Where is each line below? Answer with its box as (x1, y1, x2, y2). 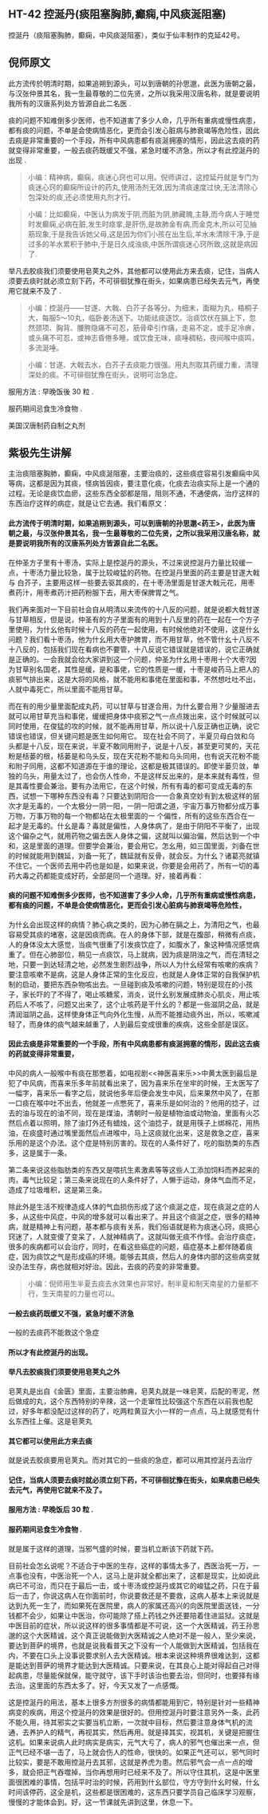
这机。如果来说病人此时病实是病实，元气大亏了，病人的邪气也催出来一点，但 (8, 1737, 260, 1747)
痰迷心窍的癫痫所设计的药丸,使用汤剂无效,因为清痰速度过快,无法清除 (27, 182, 251, 191)
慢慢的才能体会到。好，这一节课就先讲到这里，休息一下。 (8, 1797, 197, 1807)
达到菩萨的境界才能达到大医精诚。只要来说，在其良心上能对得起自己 (22, 1660, 246, 1670)
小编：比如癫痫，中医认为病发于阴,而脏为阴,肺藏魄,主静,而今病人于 (27, 209, 246, 219)
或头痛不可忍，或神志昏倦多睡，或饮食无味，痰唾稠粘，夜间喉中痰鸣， (27, 333, 259, 342)
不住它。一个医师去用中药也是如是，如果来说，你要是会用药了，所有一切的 (8, 861, 253, 870)
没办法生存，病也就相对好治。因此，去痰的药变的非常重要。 (8, 1262, 204, 1272)
